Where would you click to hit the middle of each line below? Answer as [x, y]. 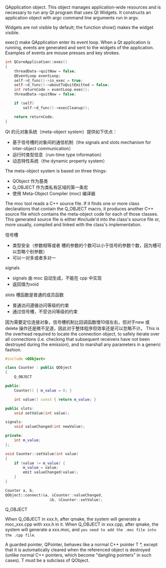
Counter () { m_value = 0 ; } [43, 390]
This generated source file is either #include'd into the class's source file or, [83, 219]
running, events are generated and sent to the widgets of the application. [80, 47]
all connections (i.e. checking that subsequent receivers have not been [78, 339]
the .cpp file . [20, 535]
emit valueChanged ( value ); [51, 472]
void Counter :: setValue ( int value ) [42, 454]
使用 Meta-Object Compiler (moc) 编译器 [54, 193]
